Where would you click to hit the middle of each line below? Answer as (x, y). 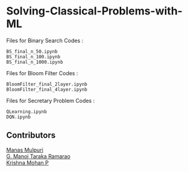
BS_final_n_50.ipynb (32, 51)
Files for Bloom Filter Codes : (42, 73)
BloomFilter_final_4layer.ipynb (47, 89)
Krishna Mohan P (28, 162)
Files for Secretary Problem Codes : (51, 100)
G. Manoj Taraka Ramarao (38, 156)
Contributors (31, 136)
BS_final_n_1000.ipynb (35, 62)
